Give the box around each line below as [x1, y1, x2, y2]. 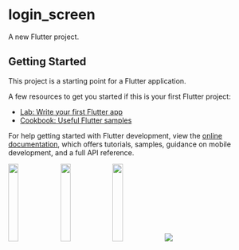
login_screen [8, 6, 96, 24]
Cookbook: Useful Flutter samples [19, 115, 132, 125]
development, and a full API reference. [8, 147, 135, 157]
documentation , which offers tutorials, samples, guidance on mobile [8, 139, 231, 149]
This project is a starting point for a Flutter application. [8, 76, 186, 85]
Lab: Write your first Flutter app [19, 107, 123, 116]
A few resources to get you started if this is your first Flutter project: [8, 92, 231, 101]
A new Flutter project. [8, 32, 80, 41]
